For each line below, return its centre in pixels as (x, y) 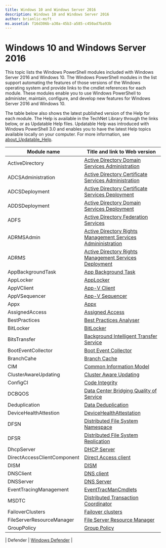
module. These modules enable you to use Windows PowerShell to (73, 93)
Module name (43, 152)
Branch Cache (101, 359)
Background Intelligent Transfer (121, 336)
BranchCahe (22, 359)
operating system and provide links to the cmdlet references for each (76, 88)
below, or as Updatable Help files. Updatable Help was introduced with (77, 124)
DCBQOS (18, 394)
